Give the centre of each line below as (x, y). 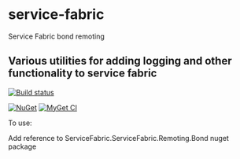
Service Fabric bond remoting (56, 36)
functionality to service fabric (83, 74)
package (22, 146)
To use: (20, 123)
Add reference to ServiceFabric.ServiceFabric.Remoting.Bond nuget (119, 138)
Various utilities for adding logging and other (120, 61)
